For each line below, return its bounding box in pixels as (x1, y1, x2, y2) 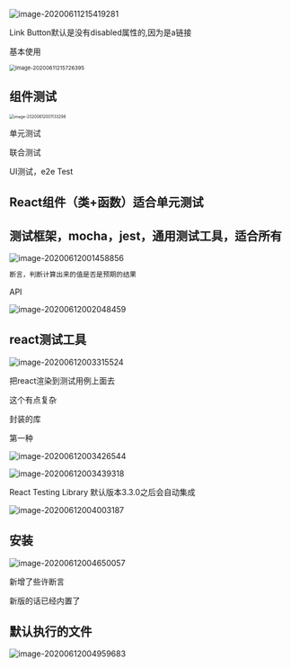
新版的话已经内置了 (9, 595, 81, 606)
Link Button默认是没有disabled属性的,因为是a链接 (9, 27, 192, 38)
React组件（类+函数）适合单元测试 (9, 194, 204, 211)
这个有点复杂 (9, 394, 57, 405)
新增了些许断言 (9, 576, 65, 587)
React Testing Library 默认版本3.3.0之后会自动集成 (9, 486, 196, 497)
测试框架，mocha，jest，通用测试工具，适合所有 (9, 228, 283, 243)
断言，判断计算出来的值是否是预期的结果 (9, 270, 137, 279)
